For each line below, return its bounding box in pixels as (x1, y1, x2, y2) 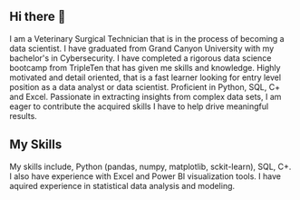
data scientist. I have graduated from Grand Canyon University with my (9, 43, 275, 54)
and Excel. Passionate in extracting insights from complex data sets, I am (9, 91, 282, 102)
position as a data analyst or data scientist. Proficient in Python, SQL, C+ (9, 81, 281, 92)
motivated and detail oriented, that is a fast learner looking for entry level (9, 72, 282, 83)
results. (9, 110, 38, 121)
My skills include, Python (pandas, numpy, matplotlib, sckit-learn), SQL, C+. (9, 161, 292, 172)
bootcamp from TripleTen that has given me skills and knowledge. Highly (9, 62, 281, 73)
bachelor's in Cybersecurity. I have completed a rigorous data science (9, 52, 272, 64)
